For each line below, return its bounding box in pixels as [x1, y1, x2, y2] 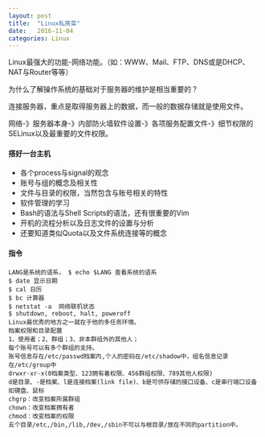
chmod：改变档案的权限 [8, 412, 75, 420]
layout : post [8, 11, 52, 20]
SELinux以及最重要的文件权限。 [8, 129, 112, 138]
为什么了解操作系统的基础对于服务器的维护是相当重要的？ [8, 85, 198, 94]
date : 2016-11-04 [8, 27, 74, 35]
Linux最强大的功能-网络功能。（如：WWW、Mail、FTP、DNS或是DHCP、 [8, 57, 250, 67]
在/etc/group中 [8, 361, 57, 369]
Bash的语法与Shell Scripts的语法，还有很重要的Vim [19, 208, 190, 218]
